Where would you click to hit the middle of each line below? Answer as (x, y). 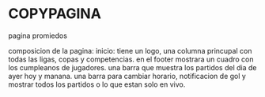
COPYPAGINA (55, 14)
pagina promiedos (38, 35)
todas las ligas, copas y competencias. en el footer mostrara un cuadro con (131, 59)
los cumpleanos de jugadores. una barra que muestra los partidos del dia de (132, 67)
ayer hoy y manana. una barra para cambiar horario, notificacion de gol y (127, 76)
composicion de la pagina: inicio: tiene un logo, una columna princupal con (130, 50)
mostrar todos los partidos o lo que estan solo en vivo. (97, 84)
